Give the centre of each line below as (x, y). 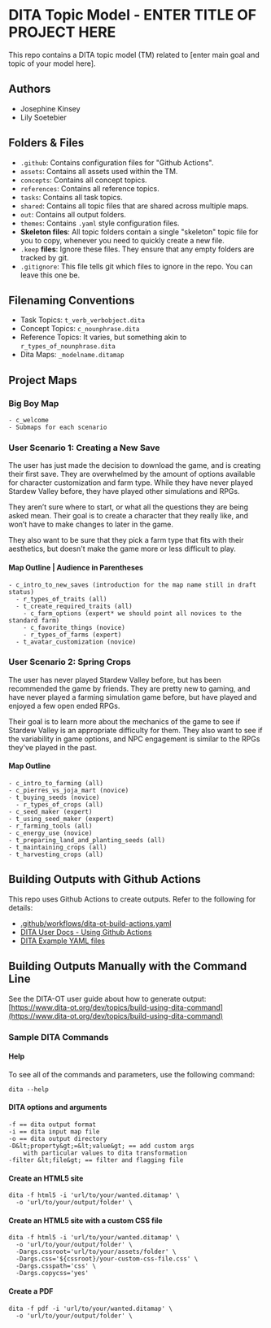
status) (22, 592)
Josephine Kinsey (50, 108)
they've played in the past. (53, 747)
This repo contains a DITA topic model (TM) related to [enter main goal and (134, 55)
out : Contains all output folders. (73, 214)
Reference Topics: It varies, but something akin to (103, 337)
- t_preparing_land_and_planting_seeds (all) (87, 841)
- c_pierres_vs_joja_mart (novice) (69, 791)
